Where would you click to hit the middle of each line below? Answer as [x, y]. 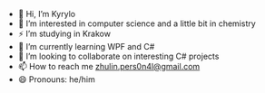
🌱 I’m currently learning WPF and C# [86, 46]
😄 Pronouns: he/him [56, 79]
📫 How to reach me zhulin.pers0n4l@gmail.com [109, 66]
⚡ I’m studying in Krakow [64, 33]
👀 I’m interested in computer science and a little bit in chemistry [137, 23]
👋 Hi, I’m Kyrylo [46, 14]
